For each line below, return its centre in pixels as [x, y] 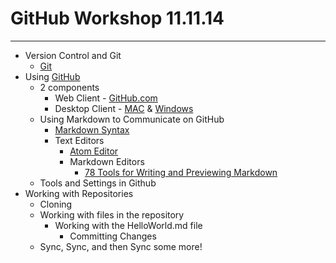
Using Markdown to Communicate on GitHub [132, 119]
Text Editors [79, 140]
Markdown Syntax [92, 129]
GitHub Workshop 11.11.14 [117, 18]
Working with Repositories [79, 193]
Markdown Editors [107, 161]
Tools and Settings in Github [98, 183]
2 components [69, 87]
